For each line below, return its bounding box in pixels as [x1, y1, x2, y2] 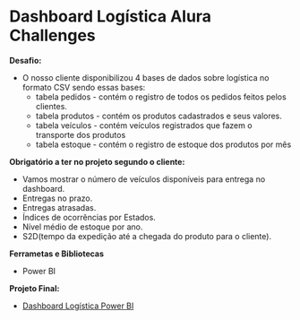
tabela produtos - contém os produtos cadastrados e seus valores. [35, 110, 282, 121]
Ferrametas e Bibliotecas [9, 248, 105, 259]
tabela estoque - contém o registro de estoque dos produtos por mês [35, 139, 292, 150]
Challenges [9, 25, 96, 46]
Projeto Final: [9, 282, 60, 293]
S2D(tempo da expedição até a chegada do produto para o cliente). [21, 230, 271, 241]
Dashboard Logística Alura [9, 6, 212, 27]
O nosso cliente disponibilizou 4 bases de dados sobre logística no [21, 72, 270, 82]
